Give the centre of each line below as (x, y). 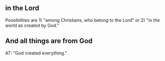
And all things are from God (49, 41)
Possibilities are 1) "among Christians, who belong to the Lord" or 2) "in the (83, 20)
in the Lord (22, 8)
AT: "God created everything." (36, 53)
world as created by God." (32, 25)
